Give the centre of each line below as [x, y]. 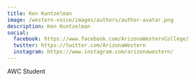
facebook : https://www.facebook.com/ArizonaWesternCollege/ [101, 39]
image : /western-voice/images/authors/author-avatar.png [90, 20]
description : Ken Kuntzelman [49, 26]
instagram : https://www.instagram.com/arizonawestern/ [94, 52]
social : [18, 33]
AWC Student [26, 71]
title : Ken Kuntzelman [40, 13]
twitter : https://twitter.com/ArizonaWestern [80, 45]
